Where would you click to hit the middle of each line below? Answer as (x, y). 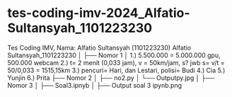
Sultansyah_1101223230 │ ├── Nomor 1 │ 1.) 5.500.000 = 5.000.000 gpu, (114, 55)
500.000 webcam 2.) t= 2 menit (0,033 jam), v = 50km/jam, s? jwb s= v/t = (116, 62)
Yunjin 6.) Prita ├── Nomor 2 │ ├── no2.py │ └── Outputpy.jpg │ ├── (111, 78)
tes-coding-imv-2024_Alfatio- (99, 13)
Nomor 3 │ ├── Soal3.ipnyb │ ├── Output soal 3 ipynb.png (95, 85)
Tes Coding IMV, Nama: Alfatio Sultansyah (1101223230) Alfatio (99, 47)
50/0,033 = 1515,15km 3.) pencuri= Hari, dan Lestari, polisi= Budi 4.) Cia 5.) (116, 70)
